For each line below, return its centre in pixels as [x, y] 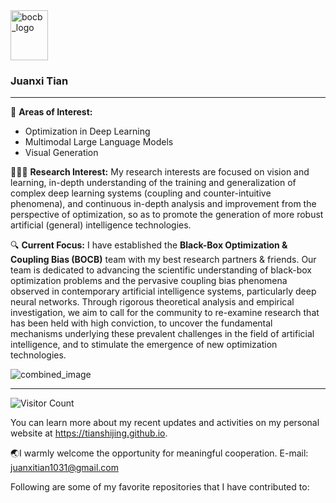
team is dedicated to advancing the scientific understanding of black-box [161, 270]
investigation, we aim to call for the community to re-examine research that [165, 313]
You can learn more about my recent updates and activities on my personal [165, 423]
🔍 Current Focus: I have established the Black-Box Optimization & [149, 245]
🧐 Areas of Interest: [51, 112]
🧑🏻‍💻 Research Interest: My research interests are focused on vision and [160, 172]
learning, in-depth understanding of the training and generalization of [153, 183]
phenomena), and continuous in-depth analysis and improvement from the [163, 204]
